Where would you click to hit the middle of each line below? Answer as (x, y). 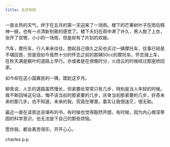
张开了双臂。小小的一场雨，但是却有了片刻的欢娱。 (58, 37)
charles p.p (17, 139)
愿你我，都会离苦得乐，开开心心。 (41, 129)
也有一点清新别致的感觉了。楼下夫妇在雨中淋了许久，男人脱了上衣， (94, 31)
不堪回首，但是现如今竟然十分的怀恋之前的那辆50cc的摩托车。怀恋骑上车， (84, 55)
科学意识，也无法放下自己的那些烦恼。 (54, 118)
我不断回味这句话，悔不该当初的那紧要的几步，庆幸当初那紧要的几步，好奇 (83, 95)
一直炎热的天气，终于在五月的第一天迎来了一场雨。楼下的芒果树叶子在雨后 (83, 25)
